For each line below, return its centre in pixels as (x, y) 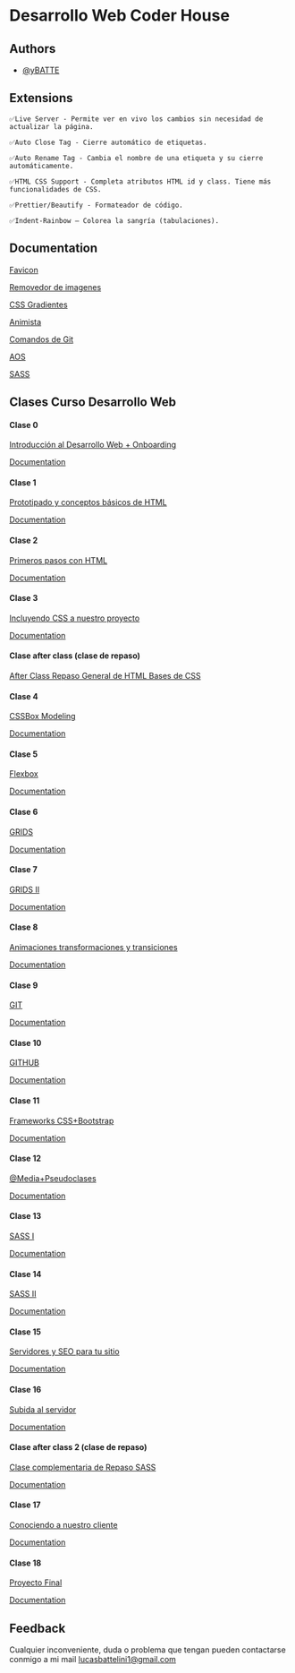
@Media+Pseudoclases (53, 1178)
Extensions (41, 98)
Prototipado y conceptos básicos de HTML (88, 502)
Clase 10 (25, 1042)
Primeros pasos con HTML (59, 560)
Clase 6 (24, 812)
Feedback (38, 1628)
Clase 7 (23, 870)
